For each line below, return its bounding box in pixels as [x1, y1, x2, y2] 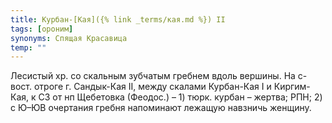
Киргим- [273, 81, 311, 93]
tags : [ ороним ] [10, 24, 74, 34]
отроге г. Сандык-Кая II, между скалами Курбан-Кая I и [33, 81, 272, 93]
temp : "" [10, 42, 47, 53]
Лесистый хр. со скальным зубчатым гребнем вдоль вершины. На [10, 70, 296, 82]
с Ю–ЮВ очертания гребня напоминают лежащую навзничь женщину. [10, 102, 312, 114]
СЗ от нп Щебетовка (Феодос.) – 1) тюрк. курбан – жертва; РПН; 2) [38, 91, 323, 103]
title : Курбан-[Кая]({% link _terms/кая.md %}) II [10, 14, 226, 25]
